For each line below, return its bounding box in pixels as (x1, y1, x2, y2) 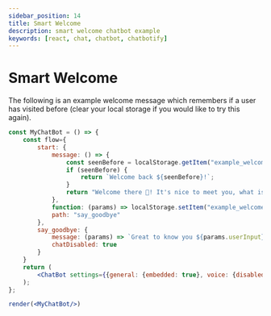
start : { (37, 143, 67, 152)
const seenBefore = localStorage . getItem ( (65, 158, 211, 166)
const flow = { (23, 136, 67, 144)
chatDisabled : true (51, 241, 117, 249)
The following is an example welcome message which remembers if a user (8, 96, 256, 106)
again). (8, 113, 32, 123)
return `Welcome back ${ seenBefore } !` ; (80, 173, 215, 181)
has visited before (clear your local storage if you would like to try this (8, 104, 240, 114)
